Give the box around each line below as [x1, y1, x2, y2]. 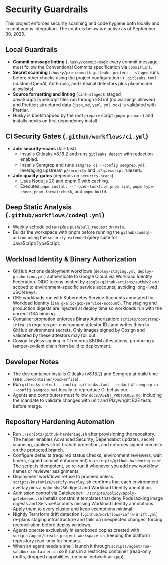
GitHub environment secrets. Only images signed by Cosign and [12, 327, 145, 333]
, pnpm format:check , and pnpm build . [31, 188, 108, 194]
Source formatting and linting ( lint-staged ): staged [12, 91, 121, 97]
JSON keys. [12, 289, 37, 295]
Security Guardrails [5, 4, 88, 15]
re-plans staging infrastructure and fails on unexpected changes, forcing [12, 516, 163, 522]
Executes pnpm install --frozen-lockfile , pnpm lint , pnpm [20, 183, 142, 189]
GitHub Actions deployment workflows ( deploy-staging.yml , [12, 268, 137, 274]
